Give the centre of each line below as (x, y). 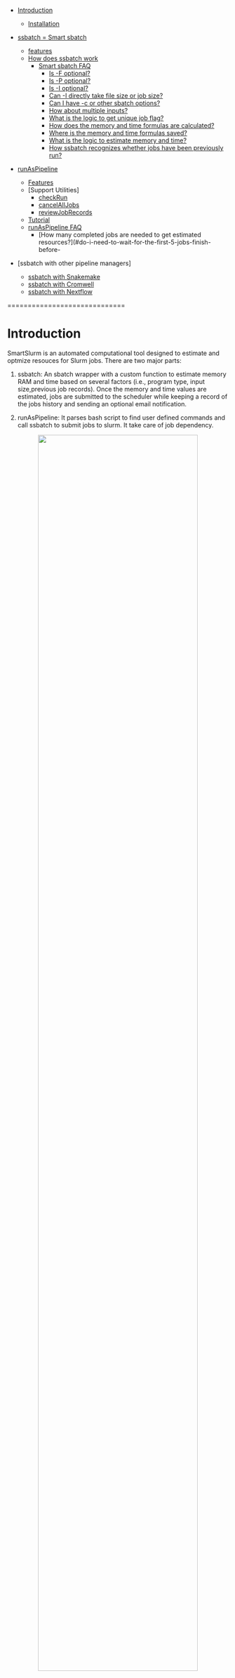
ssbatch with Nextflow (60, 292)
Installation (43, 24)
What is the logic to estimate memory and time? (118, 140)
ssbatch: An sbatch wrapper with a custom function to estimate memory (122, 374)
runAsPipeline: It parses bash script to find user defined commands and (121, 418)
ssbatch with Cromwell (61, 284)
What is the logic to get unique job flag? (106, 118)
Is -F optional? (69, 73)
